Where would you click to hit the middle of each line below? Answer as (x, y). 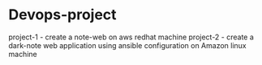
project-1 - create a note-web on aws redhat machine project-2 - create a (131, 37)
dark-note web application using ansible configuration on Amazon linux (127, 45)
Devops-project (62, 15)
